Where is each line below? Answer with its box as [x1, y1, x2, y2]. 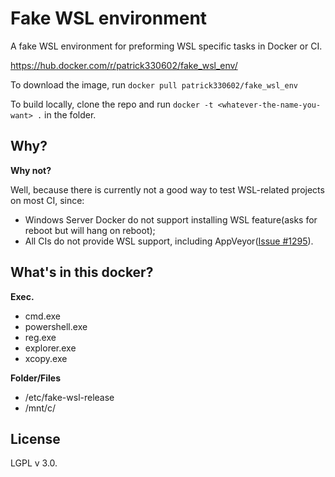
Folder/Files [10, 372, 62, 384]
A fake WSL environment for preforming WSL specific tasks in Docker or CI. [10, 40, 323, 52]
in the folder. [44, 108, 97, 121]
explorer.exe [24, 342, 77, 354]
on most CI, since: [10, 194, 85, 206]
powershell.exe [24, 320, 88, 332]
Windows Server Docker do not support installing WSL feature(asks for [24, 213, 318, 226]
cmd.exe [24, 310, 62, 322]
